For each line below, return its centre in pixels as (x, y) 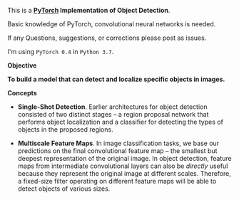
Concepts (22, 93)
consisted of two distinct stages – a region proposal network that (113, 114)
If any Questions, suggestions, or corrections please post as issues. (107, 38)
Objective (22, 65)
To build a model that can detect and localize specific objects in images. (116, 79)
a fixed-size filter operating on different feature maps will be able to (117, 181)
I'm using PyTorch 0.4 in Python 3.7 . (61, 52)
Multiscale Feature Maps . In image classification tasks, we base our (118, 143)
